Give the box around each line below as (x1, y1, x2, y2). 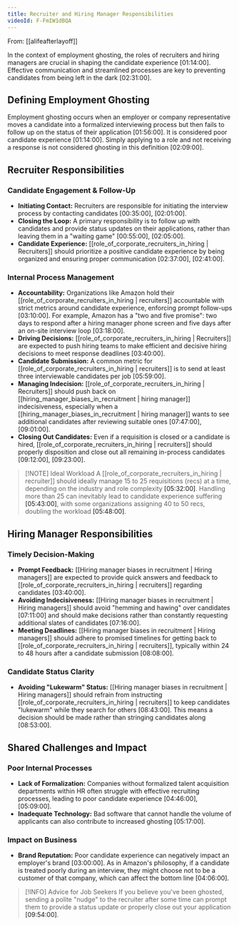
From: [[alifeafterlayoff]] (7, 36, 78, 45)
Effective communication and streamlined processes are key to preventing (7, 66, 226, 74)
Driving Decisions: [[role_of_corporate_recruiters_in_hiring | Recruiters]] (17, 334, 232, 343)
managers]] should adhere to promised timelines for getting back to (17, 633, 217, 642)
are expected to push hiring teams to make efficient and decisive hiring (17, 342, 227, 350)
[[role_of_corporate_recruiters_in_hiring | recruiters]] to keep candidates (17, 698, 230, 707)
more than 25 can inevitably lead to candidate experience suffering (24, 492, 223, 500)
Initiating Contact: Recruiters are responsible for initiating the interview (17, 201, 228, 210)
